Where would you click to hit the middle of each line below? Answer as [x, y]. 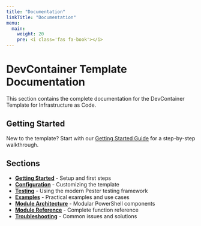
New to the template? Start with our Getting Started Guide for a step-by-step [101, 138]
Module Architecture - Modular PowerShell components [85, 203]
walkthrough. [22, 144]
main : [19, 28]
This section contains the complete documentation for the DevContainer [95, 98]
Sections [23, 163]
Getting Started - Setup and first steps [63, 178]
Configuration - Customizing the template [67, 184]
